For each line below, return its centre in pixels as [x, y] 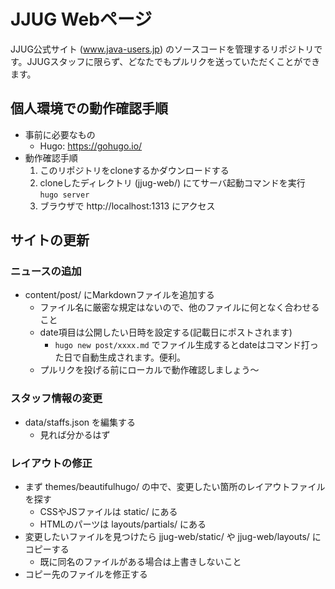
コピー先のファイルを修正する [86, 574]
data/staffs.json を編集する [80, 422]
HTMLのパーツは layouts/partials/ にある [123, 524]
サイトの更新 [50, 240]
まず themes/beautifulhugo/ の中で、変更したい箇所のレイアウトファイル [175, 487]
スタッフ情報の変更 [56, 398]
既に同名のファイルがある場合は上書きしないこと [140, 562]
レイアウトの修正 [51, 463]
